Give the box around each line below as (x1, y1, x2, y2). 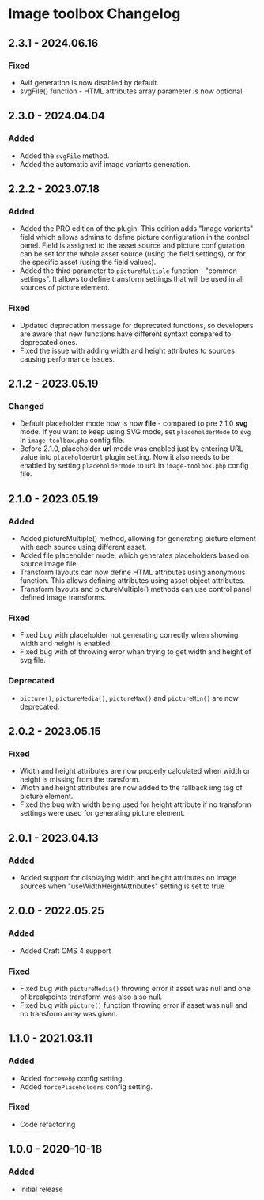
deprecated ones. (19, 337, 77, 346)
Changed (8, 400, 45, 411)
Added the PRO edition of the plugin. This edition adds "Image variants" (19, 224, 254, 233)
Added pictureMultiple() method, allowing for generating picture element (19, 533, 257, 543)
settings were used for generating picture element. (19, 808, 186, 818)
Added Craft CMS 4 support (19, 946, 111, 956)
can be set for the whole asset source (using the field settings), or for (19, 249, 247, 259)
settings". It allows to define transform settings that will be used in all (19, 274, 244, 284)
